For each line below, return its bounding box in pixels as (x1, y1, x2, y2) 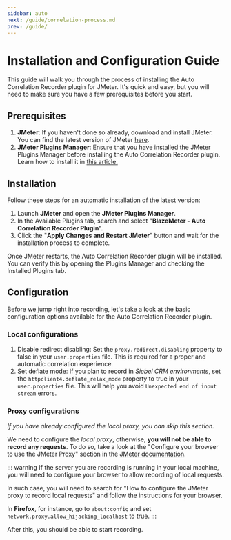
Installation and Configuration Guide (7, 52, 220, 68)
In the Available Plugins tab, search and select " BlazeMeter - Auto (17, 217, 206, 225)
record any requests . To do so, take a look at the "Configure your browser (7, 443, 219, 451)
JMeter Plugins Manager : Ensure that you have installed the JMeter (17, 143, 211, 152)
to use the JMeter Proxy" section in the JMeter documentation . (7, 450, 186, 459)
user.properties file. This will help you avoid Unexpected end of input (17, 382, 217, 390)
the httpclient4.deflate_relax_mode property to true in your (17, 374, 189, 383)
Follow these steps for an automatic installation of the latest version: (7, 196, 201, 204)
